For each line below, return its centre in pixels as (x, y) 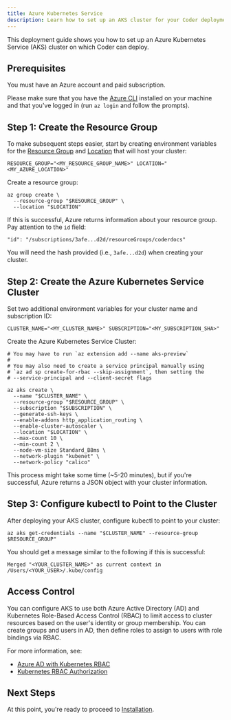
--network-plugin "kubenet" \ (56, 456)
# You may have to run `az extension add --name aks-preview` (98, 354)
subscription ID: (30, 316)
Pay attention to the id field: (47, 227)
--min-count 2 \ (36, 444)
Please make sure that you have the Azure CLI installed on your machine (110, 98)
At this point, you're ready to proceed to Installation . (81, 710)
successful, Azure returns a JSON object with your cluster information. (107, 482)
